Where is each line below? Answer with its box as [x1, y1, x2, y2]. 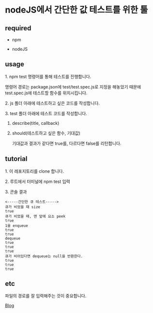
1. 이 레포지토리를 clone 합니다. [5, 168, 64, 174]
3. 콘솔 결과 [5, 189, 27, 194]
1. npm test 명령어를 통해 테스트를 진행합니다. [5, 74, 92, 79]
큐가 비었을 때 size [5, 204, 40, 209]
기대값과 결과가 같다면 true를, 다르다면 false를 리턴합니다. [12, 140, 122, 146]
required [5, 24, 31, 32]
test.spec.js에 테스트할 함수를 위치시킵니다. [5, 90, 88, 96]
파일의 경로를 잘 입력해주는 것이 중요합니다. [5, 293, 87, 299]
